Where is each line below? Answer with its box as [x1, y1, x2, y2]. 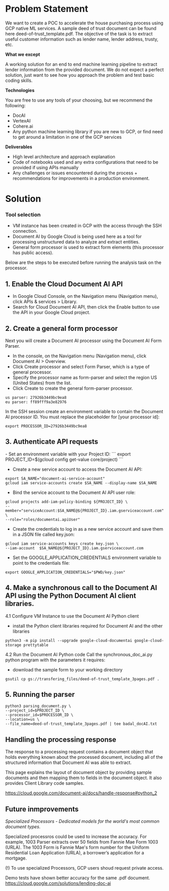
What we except [5, 51, 40, 57]
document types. [5, 824, 41, 830]
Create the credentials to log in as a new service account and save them [12, 526, 163, 532]
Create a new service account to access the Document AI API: [12, 466, 143, 472]
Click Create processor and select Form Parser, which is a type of [12, 364, 150, 370]
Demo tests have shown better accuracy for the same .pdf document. [5, 875, 150, 881]
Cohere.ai [12, 123, 33, 129]
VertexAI [12, 117, 31, 124]
